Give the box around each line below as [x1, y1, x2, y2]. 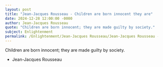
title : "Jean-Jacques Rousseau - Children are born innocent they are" [5, 12, 153, 16]
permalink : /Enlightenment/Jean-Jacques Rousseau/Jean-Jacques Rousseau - [5, 34, 160, 39]
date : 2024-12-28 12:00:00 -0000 [5, 16, 73, 21]
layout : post [5, 7, 32, 12]
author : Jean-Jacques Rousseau [5, 20, 68, 26]
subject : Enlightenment [5, 29, 53, 34]
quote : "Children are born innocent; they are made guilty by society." [5, 25, 155, 30]
